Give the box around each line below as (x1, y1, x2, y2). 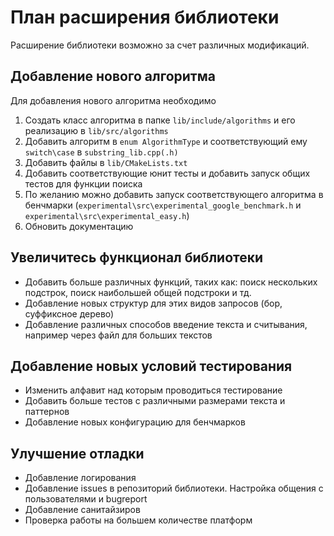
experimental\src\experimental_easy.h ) (24, 209, 190, 221)
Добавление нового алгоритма (10, 68, 216, 85)
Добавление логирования (24, 472, 137, 484)
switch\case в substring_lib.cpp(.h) (24, 146, 179, 158)
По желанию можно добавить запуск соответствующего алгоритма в (24, 188, 324, 200)
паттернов (24, 406, 70, 418)
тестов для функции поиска (24, 177, 143, 190)
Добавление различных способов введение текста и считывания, (24, 318, 308, 330)
